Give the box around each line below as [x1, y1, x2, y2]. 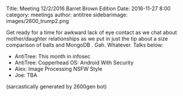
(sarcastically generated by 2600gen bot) [6, 83, 107, 90]
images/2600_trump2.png [6, 18, 69, 24]
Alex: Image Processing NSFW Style [14, 65, 103, 72]
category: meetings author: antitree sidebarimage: [6, 11, 128, 18]
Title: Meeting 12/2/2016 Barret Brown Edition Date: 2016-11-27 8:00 [6, 5, 171, 12]
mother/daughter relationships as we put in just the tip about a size [6, 35, 168, 42]
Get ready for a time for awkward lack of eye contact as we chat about [6, 29, 178, 36]
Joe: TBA [14, 72, 38, 78]
